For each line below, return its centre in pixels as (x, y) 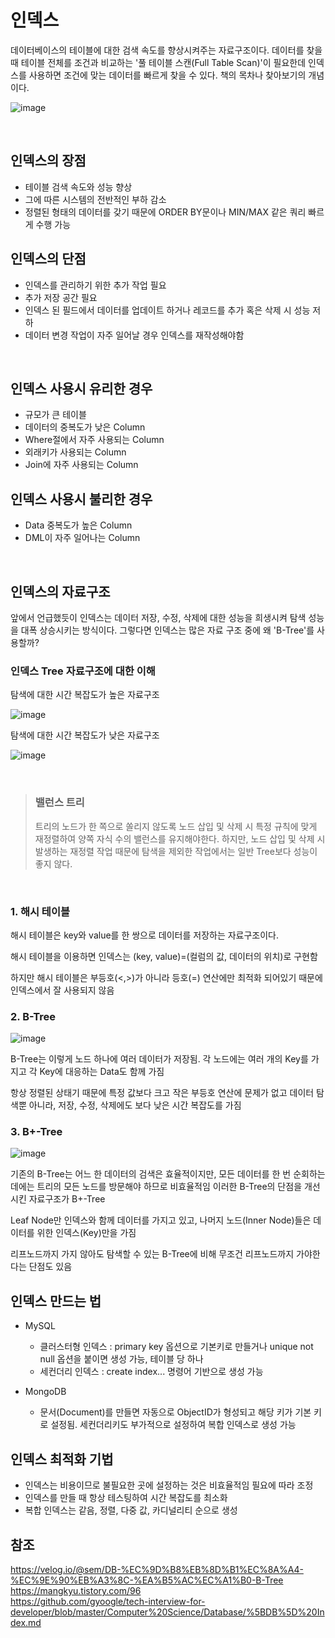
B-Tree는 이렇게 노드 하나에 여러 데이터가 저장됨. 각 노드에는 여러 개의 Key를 (159, 1059)
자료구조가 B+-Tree (67, 1199)
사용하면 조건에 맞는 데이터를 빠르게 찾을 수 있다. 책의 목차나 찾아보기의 (167, 75)
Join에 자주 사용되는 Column (81, 465)
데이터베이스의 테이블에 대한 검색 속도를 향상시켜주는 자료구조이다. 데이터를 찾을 (166, 50)
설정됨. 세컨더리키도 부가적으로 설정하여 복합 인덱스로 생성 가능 (173, 1425)
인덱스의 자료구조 (60, 591)
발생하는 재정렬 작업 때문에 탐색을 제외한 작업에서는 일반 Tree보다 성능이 (176, 851)
